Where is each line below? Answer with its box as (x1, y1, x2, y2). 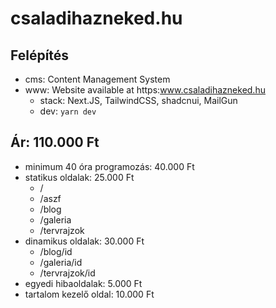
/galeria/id (39, 256, 83, 268)
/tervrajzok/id (39, 267, 96, 279)
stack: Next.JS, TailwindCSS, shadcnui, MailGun (39, 95, 238, 106)
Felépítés (10, 47, 70, 64)
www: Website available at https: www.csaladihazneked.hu (24, 84, 266, 96)
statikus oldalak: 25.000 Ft (24, 171, 135, 183)
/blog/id (39, 245, 73, 257)
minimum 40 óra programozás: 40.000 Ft (24, 160, 195, 172)
